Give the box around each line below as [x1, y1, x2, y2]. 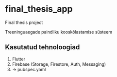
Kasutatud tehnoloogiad [5, 43, 80, 52]
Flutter [12, 56, 26, 62]
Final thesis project [5, 19, 43, 25]
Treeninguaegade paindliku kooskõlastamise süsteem [5, 29, 113, 35]
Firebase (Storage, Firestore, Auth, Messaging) [12, 61, 106, 67]
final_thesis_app [5, 3, 73, 15]
